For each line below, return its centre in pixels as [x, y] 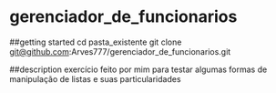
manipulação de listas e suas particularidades [95, 78]
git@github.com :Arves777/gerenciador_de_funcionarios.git [120, 51]
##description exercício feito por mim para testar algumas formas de [138, 69]
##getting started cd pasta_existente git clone [96, 42]
